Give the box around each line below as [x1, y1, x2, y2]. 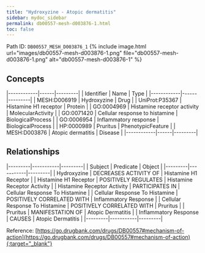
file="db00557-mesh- [123, 50, 179, 57]
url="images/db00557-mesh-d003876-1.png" [6, 50, 122, 57]
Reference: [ [6, 227, 38, 234]
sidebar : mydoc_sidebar [6, 15, 67, 21]
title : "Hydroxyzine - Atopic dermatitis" [6, 9, 116, 15]
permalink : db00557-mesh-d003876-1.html [6, 20, 111, 26]
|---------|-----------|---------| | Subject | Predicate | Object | [6, 163, 163, 170]
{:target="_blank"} [6, 240, 53, 247]
